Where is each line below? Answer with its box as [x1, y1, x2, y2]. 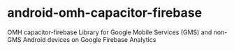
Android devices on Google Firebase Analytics [23, 35, 156, 43]
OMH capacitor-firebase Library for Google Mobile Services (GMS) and [7, 28, 212, 36]
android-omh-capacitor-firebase [7, 5, 203, 21]
